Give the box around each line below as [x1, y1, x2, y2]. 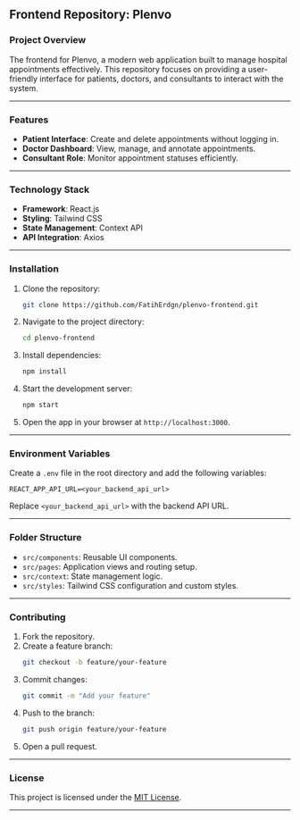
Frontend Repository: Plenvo [9, 7, 172, 22]
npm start [21, 401, 60, 410]
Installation [9, 263, 60, 275]
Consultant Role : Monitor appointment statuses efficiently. [21, 152, 238, 163]
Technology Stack [9, 183, 90, 196]
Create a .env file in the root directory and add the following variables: [9, 468, 267, 479]
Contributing [9, 611, 66, 623]
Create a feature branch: [21, 640, 113, 651]
